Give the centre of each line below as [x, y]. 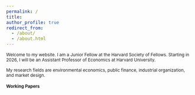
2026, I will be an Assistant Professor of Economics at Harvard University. [81, 60]
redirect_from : [25, 28]
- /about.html [29, 39]
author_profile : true [33, 22]
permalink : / [22, 11]
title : [14, 17]
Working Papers [23, 86]
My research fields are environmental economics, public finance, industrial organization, [95, 70]
